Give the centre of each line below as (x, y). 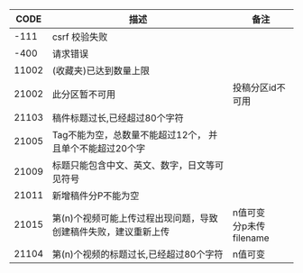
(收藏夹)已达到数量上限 (101, 71)
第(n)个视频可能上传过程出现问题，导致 (135, 218)
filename (251, 238)
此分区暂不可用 (83, 94)
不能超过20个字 (112, 148)
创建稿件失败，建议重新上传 (110, 232)
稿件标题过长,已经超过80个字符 (118, 118)
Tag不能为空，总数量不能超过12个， (129, 135)
